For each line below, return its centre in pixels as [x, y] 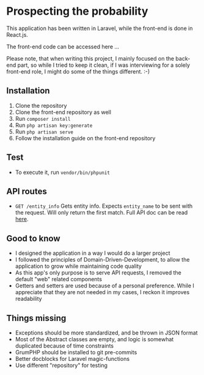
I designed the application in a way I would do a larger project [93, 253]
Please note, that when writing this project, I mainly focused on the [90, 58]
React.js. [17, 34]
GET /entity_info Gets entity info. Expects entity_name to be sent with [104, 206]
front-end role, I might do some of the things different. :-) [78, 71]
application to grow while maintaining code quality [78, 266]
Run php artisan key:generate [54, 125]
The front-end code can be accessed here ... [63, 47]
